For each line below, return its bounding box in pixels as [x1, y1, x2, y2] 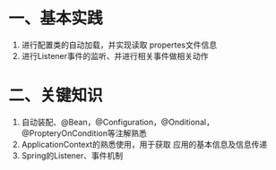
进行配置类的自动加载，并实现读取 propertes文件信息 [21, 39, 217, 50]
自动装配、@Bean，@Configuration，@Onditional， [21, 116, 214, 127]
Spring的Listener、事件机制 [21, 149, 124, 161]
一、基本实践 [8, 8, 104, 29]
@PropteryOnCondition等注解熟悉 [21, 127, 147, 139]
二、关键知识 [8, 86, 104, 106]
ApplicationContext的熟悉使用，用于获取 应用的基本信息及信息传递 [21, 139, 268, 149]
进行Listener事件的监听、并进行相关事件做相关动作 [21, 50, 209, 61]
